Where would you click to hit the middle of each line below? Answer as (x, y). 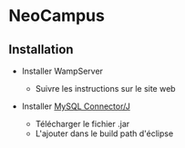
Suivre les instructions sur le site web (105, 89)
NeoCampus (57, 16)
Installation (41, 49)
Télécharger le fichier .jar (82, 124)
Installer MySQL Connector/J (76, 106)
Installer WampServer (62, 71)
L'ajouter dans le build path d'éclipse (104, 133)
